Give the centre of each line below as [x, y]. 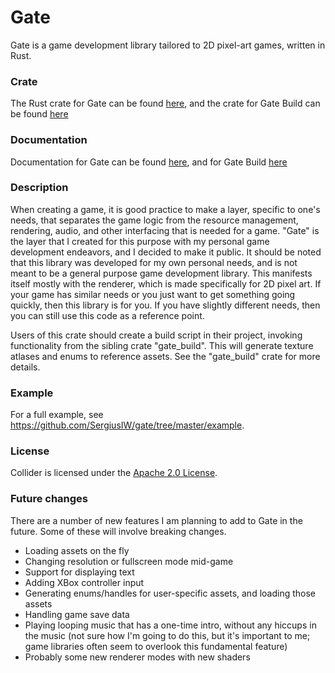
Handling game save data [77, 614]
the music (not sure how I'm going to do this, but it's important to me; [167, 635]
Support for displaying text [79, 572]
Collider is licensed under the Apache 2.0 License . [114, 473]
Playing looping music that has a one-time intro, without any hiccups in [170, 625]
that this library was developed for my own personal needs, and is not [154, 262]
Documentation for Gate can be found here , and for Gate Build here [149, 162]
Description [39, 188]
